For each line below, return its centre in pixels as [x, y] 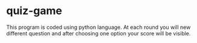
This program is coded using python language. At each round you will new [98, 27]
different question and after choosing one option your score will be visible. [98, 33]
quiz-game [34, 11]
